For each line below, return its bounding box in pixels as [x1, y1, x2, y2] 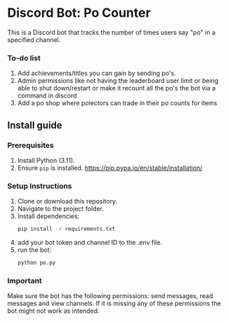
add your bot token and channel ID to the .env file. [17, 239, 163, 247]
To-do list [7, 53, 41, 62]
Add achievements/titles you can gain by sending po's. [17, 69, 177, 78]
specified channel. [7, 35, 61, 43]
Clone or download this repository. [17, 197, 118, 206]
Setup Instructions [7, 181, 72, 191]
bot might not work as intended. [7, 307, 100, 315]
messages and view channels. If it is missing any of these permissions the [7, 300, 221, 308]
